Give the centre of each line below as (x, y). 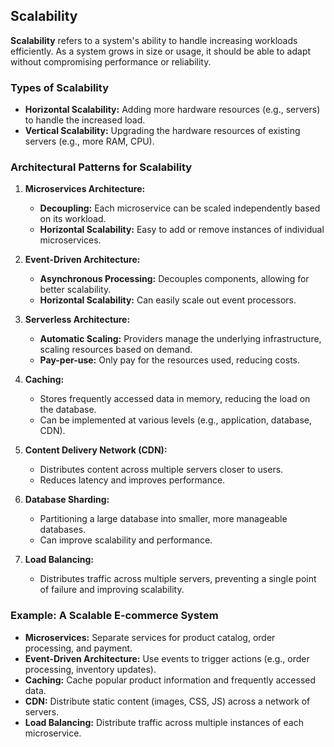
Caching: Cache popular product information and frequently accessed (170, 680)
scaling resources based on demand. (116, 350)
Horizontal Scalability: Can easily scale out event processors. (168, 300)
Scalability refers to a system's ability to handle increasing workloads (154, 40)
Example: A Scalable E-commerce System (114, 616)
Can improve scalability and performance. (126, 540)
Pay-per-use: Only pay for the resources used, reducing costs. (170, 360)
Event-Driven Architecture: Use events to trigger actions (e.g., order (167, 658)
